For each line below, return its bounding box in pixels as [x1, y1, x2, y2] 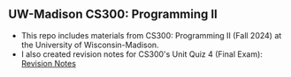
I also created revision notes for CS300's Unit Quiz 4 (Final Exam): [20, 48, 263, 59]
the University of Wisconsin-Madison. [20, 39, 160, 50]
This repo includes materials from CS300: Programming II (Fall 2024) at [20, 30, 282, 40]
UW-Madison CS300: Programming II [8, 7, 218, 22]
